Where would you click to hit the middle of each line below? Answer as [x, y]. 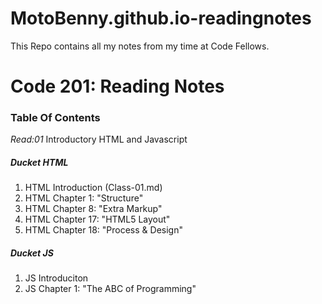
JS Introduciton [56, 278]
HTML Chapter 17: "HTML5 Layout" [97, 219]
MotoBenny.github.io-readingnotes [161, 18]
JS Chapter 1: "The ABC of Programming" [110, 289]
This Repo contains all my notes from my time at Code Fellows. [140, 46]
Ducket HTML [39, 163]
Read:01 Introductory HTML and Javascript [99, 139]
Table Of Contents [55, 118]
